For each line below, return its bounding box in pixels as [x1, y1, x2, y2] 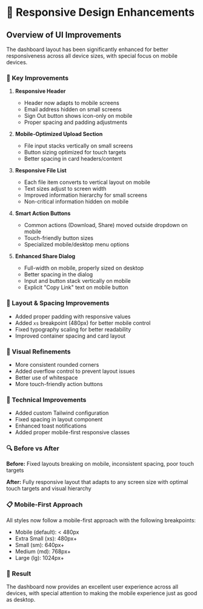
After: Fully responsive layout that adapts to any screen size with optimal [6, 478, 188, 486]
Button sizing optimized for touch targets [24, 149, 126, 156]
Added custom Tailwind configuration [15, 409, 109, 417]
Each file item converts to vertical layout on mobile [24, 179, 150, 186]
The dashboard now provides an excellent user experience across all [6, 583, 179, 591]
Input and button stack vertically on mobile [24, 277, 131, 285]
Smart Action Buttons [15, 209, 71, 217]
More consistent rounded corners [15, 361, 99, 368]
